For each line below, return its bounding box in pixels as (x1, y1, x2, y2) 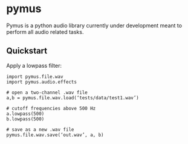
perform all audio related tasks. (6, 28, 84, 35)
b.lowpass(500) (6, 116, 45, 122)
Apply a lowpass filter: (6, 62, 62, 69)
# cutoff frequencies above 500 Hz (6, 105, 96, 111)
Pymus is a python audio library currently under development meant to (6, 22, 183, 29)
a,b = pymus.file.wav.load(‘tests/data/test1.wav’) (6, 94, 139, 101)
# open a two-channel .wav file (6, 90, 88, 96)
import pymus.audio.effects (6, 79, 77, 85)
